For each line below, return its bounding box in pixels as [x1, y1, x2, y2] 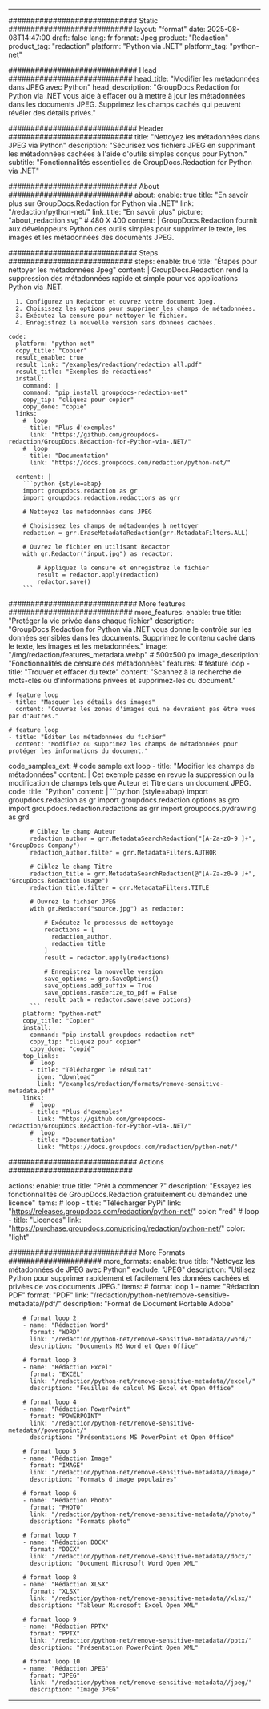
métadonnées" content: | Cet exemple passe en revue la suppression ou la [8, 770, 255, 779]
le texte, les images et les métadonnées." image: [8, 641, 168, 651]
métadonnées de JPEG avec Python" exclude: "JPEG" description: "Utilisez [8, 1265, 256, 1274]
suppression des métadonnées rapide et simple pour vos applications [8, 274, 239, 283]
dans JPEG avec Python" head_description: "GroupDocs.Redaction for [8, 82, 241, 92]
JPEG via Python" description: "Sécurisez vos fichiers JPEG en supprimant [8, 141, 255, 150]
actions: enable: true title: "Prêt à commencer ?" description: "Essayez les [8, 1181, 252, 1190]
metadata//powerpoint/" [8, 1426, 88, 1434]
